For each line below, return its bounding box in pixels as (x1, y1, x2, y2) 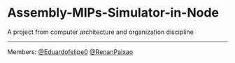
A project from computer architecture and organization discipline (7, 28, 194, 36)
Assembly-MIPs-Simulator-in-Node (7, 5, 219, 21)
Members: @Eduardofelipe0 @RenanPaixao (7, 47, 134, 56)
